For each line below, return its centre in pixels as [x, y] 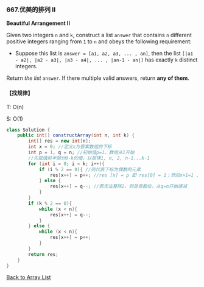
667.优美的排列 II [31, 9]
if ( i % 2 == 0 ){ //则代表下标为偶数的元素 [90, 169]
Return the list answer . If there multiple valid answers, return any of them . [98, 78]
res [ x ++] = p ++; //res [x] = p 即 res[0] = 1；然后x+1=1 [121, 175]
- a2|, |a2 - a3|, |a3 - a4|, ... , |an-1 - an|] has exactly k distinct [106, 60]
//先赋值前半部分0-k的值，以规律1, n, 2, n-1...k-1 [89, 158]
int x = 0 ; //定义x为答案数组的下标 [70, 147]
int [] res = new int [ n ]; [60, 141]
